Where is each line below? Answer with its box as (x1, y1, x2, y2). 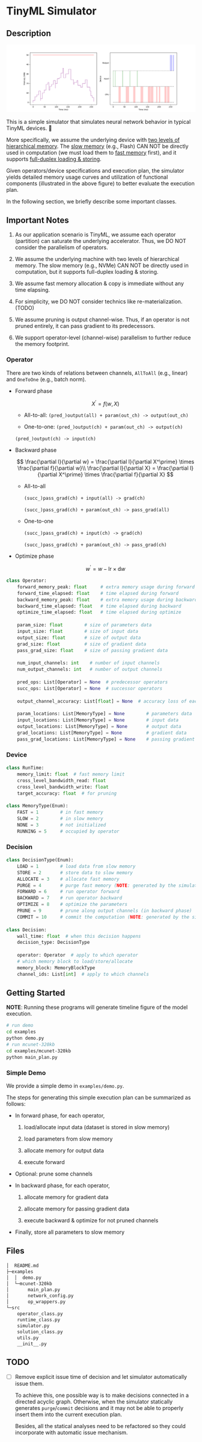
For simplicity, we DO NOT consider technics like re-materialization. (14, 298, 183, 305)
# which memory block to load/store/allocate (17, 958, 133, 965)
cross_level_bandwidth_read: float (17, 777, 106, 783)
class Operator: (6, 578, 47, 584)
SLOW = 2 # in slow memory (17, 816, 103, 822)
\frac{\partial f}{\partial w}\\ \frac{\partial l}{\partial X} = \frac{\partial (17, 464, 189, 472)
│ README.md (6, 1262, 39, 1269)
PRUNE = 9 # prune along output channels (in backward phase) (17, 908, 192, 914)
